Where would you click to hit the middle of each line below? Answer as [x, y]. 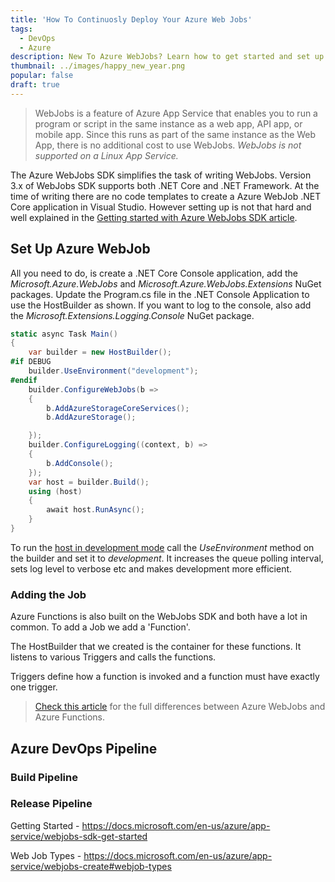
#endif [24, 380]
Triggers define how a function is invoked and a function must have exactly [165, 677]
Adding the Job [48, 594]
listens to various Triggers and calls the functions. [113, 657]
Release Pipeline [51, 804]
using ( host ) [55, 491]
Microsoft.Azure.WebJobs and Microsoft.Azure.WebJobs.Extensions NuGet [166, 283]
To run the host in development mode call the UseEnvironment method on [162, 547]
